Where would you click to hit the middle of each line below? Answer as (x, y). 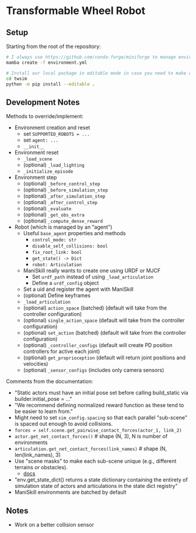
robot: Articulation (57, 265)
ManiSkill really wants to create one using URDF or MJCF (92, 271)
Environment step (36, 177)
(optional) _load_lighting (54, 165)
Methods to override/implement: (45, 116)
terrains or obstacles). (41, 467)
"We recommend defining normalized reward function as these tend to (99, 405)
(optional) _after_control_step (60, 202)
